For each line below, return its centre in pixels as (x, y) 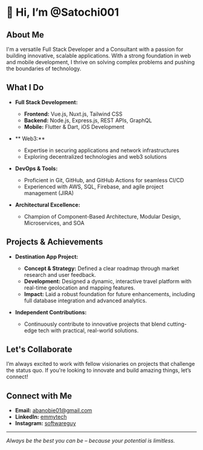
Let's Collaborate (39, 350)
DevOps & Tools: (36, 168)
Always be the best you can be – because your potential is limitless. (91, 441)
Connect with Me (39, 396)
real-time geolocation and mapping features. (79, 288)
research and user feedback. (60, 274)
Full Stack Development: (46, 102)
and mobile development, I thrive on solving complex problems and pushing (101, 62)
